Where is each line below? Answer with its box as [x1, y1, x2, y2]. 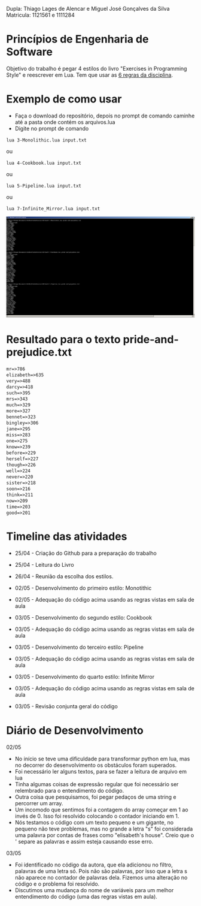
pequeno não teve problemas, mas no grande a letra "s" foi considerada [14, 825, 193, 832]
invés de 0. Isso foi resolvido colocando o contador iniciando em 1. [14, 812, 179, 820]
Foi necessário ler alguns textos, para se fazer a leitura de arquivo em [14, 768, 187, 775]
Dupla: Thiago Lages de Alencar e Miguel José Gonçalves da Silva [6, 5, 170, 12]
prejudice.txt [6, 346, 72, 359]
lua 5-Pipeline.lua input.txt [6, 183, 82, 189]
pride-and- [123, 333, 179, 346]
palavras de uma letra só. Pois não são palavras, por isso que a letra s [14, 867, 187, 874]
